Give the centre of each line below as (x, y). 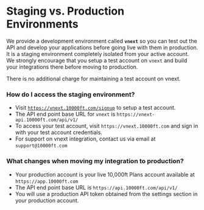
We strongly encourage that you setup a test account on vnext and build (97, 60)
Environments (43, 24)
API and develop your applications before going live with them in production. (102, 47)
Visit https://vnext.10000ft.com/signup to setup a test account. (95, 108)
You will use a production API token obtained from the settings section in (106, 194)
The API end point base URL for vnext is (65, 114)
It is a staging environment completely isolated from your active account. (98, 54)
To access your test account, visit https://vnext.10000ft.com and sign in (107, 126)
